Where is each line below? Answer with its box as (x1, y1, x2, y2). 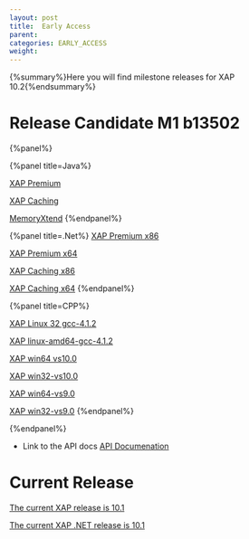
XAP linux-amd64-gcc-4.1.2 (9, 336, 113, 346)
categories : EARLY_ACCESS (9, 38, 107, 48)
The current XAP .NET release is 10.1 (9, 520, 145, 530)
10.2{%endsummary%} (9, 81, 97, 92)
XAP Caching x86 (9, 266, 75, 277)
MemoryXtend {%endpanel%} (9, 213, 122, 224)
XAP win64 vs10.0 (9, 354, 77, 364)
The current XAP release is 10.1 (9, 503, 125, 513)
